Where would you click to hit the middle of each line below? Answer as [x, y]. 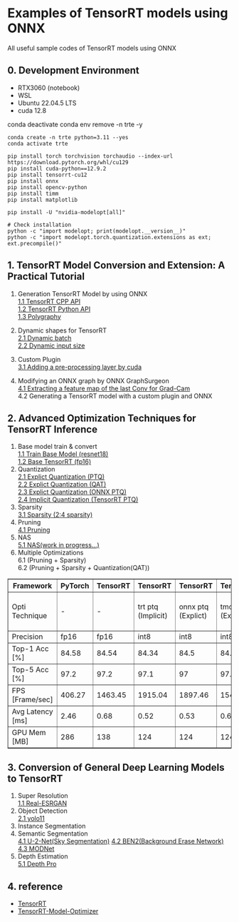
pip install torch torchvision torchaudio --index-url [90, 156]
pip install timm [33, 193]
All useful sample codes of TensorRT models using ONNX [92, 48]
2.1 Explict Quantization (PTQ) [61, 477]
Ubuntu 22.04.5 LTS [47, 103]
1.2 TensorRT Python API [54, 309]
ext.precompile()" [34, 243]
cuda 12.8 [32, 110]
